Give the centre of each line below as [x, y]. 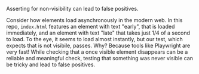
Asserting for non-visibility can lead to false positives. [72, 9]
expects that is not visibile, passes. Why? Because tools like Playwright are [98, 45]
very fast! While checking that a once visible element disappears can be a [97, 52]
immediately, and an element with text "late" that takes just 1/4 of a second [98, 33]
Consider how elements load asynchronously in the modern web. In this [94, 20]
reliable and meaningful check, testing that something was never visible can [99, 58]
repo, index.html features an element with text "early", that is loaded [91, 27]
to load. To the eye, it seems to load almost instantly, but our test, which [95, 39]
